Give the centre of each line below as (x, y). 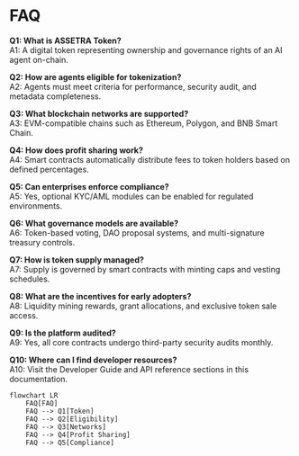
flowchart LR (34, 395)
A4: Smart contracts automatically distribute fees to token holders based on (150, 159)
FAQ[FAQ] (42, 403)
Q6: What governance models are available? (94, 223)
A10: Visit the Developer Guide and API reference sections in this (129, 369)
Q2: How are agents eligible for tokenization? (95, 76)
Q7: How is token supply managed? (77, 259)
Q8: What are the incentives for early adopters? (100, 296)
